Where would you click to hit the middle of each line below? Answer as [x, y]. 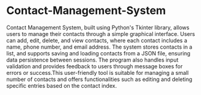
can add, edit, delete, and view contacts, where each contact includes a [97, 40]
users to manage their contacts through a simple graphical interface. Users [101, 33]
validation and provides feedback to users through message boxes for [95, 66]
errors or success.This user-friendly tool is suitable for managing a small [98, 72]
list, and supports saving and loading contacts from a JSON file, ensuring [98, 53]
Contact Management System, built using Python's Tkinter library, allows [98, 27]
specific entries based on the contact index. [62, 85]
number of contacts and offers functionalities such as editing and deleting [99, 79]
